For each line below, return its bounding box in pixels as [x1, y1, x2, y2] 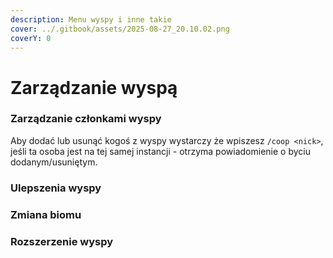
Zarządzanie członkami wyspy [10, 112, 162, 126]
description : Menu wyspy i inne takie [10, 14, 172, 25]
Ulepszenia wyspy [10, 181, 102, 195]
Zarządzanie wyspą [10, 76, 178, 99]
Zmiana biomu [10, 207, 82, 221]
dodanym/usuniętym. [10, 156, 98, 168]
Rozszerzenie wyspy [10, 234, 114, 248]
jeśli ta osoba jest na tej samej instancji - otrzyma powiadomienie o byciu [10, 145, 311, 157]
